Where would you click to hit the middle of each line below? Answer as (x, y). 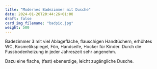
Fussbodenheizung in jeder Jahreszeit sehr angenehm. (61, 52)
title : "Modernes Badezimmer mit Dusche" (48, 9)
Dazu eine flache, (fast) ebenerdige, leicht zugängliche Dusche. (69, 61)
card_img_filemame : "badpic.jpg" (39, 23)
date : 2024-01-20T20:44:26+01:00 (39, 14)
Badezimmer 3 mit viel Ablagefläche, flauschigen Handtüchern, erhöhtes (78, 41)
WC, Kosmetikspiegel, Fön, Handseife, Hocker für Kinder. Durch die (73, 47)
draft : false (18, 18)
